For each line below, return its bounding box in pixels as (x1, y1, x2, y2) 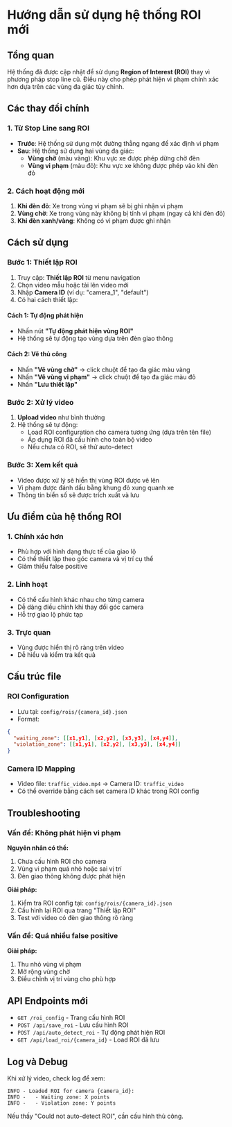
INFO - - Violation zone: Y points (7, 1100, 116, 1107)
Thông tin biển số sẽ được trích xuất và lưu (17, 490, 140, 499)
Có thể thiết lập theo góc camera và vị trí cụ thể (17, 555, 154, 563)
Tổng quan (7, 49, 55, 61)
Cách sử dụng (7, 237, 69, 249)
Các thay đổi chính (7, 103, 90, 115)
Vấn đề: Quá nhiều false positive (7, 931, 118, 941)
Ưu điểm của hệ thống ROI (7, 511, 122, 523)
